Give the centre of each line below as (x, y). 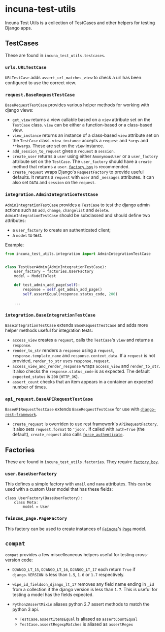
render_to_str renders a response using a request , (63, 350)
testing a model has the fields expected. (53, 595)
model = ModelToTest (35, 276)
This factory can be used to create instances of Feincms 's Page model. (76, 529)
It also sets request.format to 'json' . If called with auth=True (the (78, 429)
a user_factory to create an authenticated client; (61, 230)
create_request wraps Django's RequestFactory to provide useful (78, 172)
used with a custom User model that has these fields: (59, 489)
